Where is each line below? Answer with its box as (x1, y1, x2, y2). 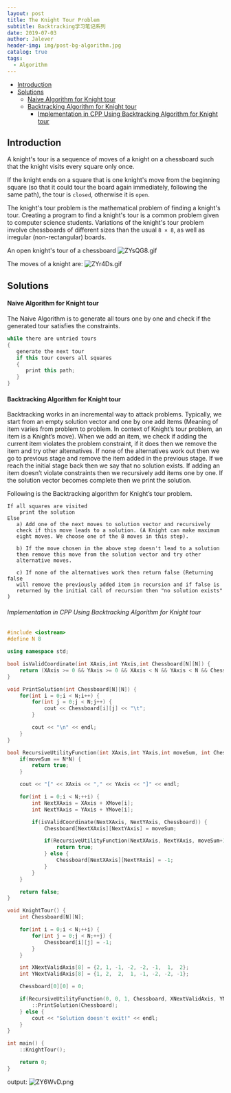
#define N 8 (7, 636, 41, 643)
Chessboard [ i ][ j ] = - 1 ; (43, 939, 112, 945)
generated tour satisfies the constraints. (7, 322, 120, 330)
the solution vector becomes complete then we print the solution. (7, 477, 192, 485)
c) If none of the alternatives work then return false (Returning (16, 570, 214, 576)
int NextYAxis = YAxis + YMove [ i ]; (32, 806, 134, 813)
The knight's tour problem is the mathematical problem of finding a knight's (7, 204, 221, 212)
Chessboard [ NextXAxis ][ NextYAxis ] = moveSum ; (43, 825, 177, 832)
